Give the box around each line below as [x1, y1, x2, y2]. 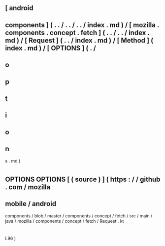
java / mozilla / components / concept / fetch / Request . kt [5, 218, 124, 224]
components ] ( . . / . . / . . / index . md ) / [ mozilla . [5, 21, 159, 29]
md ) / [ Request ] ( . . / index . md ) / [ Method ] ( [5, 36, 154, 44]
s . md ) [5, 158, 21, 164]
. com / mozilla [5, 183, 51, 191]
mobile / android [5, 200, 57, 208]
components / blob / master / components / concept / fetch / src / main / [5, 212, 153, 219]
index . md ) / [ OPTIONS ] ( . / [5, 44, 96, 52]
